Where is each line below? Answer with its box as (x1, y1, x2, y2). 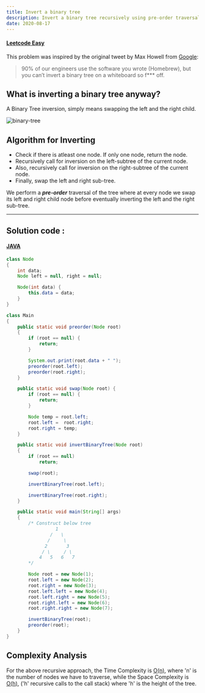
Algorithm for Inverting (6, 135, 96, 145)
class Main (6, 312, 34, 318)
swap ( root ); (28, 470, 59, 476)
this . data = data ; (28, 290, 75, 296)
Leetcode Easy (6, 39, 45, 47)
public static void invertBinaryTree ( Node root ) (17, 442, 143, 448)
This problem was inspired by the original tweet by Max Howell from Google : (6, 53, 199, 60)
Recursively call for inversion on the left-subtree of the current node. (15, 157, 188, 165)
